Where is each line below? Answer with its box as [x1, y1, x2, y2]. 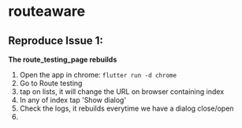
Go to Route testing [19, 78, 83, 88]
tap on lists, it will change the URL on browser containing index [19, 87, 225, 96]
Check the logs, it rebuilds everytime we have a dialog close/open [19, 104, 234, 113]
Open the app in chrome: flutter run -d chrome [19, 70, 177, 79]
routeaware [8, 2, 85, 21]
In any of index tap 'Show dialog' [19, 96, 127, 104]
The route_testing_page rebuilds [8, 55, 117, 64]
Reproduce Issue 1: [8, 34, 104, 47]
